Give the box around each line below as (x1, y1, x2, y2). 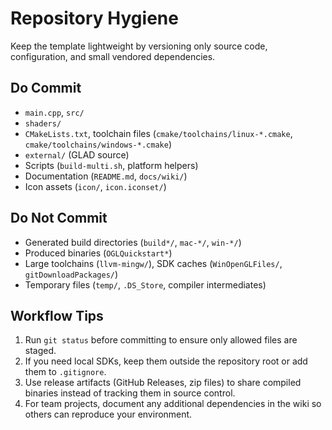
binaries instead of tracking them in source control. (24, 387, 236, 399)
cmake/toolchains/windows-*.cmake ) (24, 138, 172, 150)
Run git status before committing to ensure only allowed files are (24, 334, 298, 346)
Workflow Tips (10, 307, 104, 324)
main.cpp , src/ (24, 106, 85, 118)
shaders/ (24, 118, 62, 129)
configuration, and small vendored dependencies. (10, 50, 216, 62)
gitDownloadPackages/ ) (24, 268, 119, 280)
